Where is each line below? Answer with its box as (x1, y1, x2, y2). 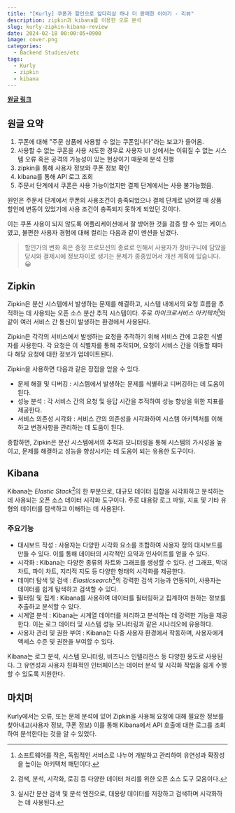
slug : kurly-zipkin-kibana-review (7, 23, 108, 30)
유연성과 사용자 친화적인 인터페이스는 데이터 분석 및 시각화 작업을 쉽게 (23, 661, 215, 670)
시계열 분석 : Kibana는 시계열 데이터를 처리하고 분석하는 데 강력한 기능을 (17, 611, 215, 619)
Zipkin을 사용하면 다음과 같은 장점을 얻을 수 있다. (7, 364, 141, 373)
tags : (7, 56, 23, 63)
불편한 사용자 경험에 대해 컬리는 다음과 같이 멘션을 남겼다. (22, 229, 179, 237)
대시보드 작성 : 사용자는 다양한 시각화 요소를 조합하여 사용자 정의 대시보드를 (17, 541, 223, 549)
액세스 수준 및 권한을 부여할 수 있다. (17, 638, 115, 646)
